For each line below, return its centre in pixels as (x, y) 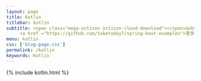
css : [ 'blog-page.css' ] (36, 45)
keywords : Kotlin (28, 56)
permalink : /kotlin (31, 50)
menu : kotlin (22, 39)
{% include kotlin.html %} (38, 72)
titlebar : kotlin (28, 22)
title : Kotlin (24, 17)
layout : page (22, 12)
